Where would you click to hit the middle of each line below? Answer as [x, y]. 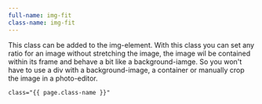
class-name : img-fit [42, 23]
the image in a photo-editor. [53, 78]
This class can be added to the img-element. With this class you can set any [131, 45]
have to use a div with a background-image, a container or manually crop [126, 70]
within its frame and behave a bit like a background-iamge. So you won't [125, 61]
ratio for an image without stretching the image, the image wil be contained [129, 53]
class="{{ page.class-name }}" [59, 92]
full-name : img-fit [40, 15]
